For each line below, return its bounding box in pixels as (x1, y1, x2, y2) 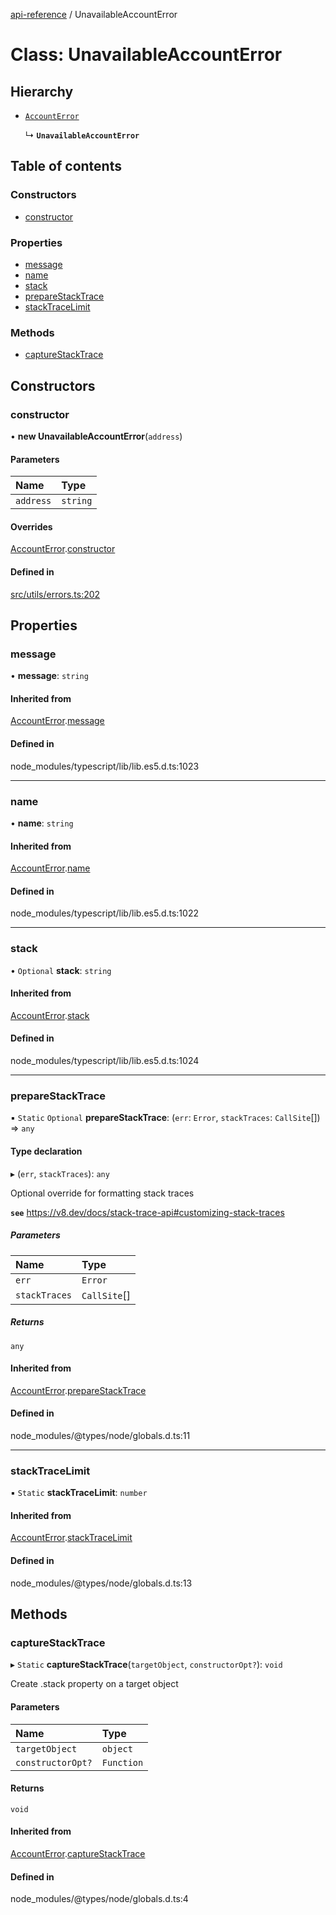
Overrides (10, 520, 53, 533)
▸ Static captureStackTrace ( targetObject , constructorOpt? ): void (10, 1659, 283, 1671)
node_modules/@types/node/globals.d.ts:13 (10, 1577, 193, 1589)
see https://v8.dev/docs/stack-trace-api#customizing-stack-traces (10, 1206, 285, 1218)
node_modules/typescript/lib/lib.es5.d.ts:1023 (10, 760, 200, 772)
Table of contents (10, 158, 122, 175)
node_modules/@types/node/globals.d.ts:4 (10, 1893, 189, 1905)
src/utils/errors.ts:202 (10, 588, 101, 600)
